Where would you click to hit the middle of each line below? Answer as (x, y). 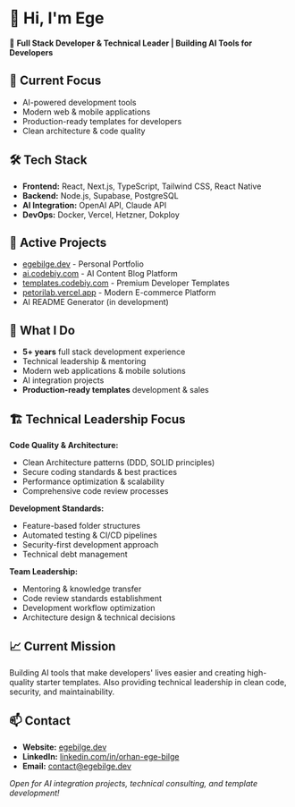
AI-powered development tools (79, 102)
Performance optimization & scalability (93, 481)
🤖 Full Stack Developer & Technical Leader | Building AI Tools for (131, 43)
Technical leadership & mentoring (84, 361)
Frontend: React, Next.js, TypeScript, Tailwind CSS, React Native (142, 186)
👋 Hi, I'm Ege (57, 18)
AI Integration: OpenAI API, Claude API (94, 205)
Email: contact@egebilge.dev (77, 766)
